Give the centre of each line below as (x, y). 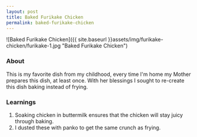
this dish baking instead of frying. (47, 87)
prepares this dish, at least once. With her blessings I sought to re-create (96, 80)
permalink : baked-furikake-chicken (50, 23)
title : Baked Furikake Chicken (45, 17)
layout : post (22, 12)
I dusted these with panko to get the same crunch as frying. (88, 128)
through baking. (34, 121)
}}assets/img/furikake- (136, 40)
